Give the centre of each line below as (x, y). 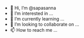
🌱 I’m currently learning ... (37, 19)
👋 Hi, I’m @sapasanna (33, 8)
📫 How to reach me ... (34, 30)
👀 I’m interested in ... (32, 13)
